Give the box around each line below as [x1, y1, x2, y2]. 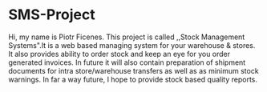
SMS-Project [8, 6, 95, 24]
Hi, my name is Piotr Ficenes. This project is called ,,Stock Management [8, 32, 245, 42]
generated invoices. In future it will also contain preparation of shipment [8, 58, 246, 67]
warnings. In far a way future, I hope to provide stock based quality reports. [8, 74, 258, 84]
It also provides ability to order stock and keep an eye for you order [8, 49, 231, 58]
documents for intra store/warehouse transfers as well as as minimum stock [8, 66, 259, 75]
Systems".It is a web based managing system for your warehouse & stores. [8, 40, 256, 50]
